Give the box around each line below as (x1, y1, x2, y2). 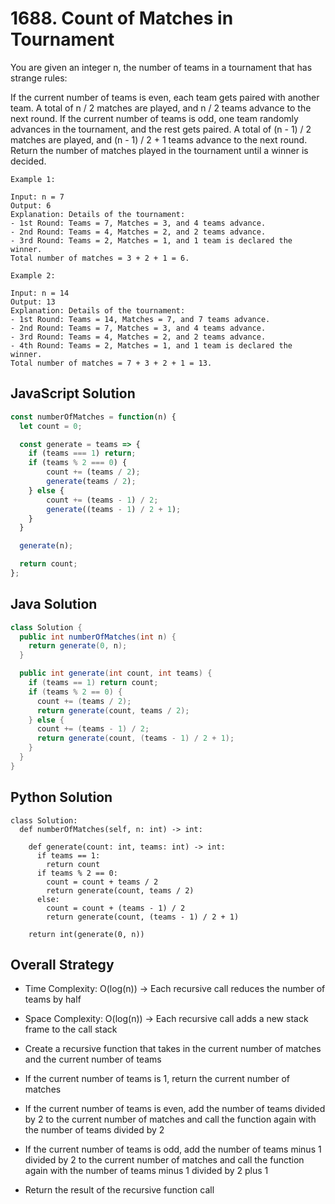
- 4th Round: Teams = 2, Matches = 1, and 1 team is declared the (10, 340, 293, 351)
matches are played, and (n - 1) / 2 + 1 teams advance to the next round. (10, 133, 308, 146)
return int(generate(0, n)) (28, 929, 145, 939)
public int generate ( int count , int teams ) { (19, 668, 213, 679)
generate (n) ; (19, 541, 74, 551)
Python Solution (10, 789, 113, 806)
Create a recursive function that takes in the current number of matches (24, 1043, 322, 1055)
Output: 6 (10, 200, 52, 211)
